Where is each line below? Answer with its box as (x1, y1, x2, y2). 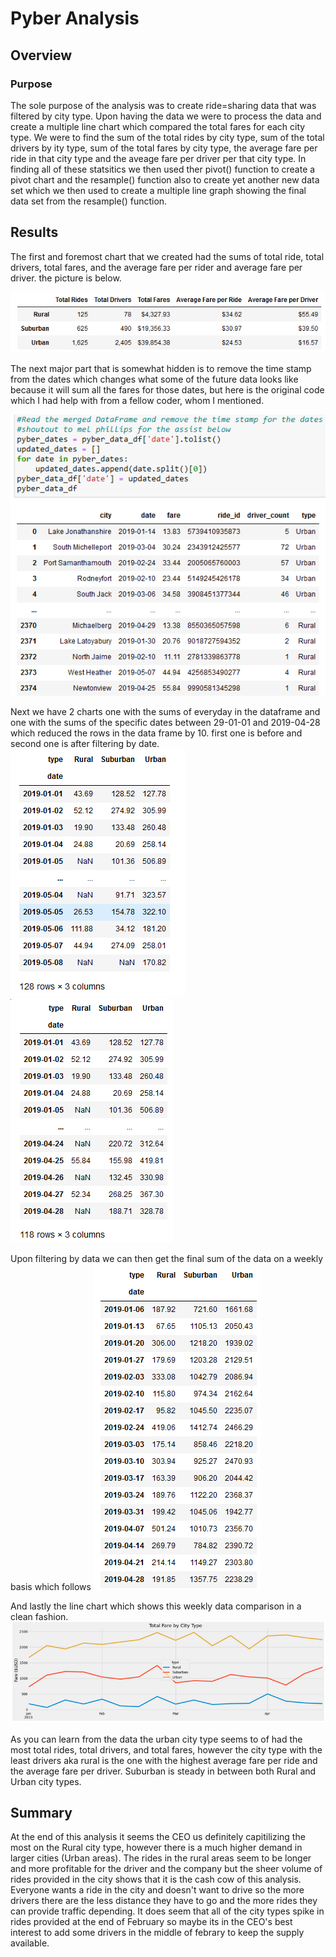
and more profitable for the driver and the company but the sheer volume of (10, 1863, 323, 1875)
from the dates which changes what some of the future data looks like (10, 373, 299, 385)
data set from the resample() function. (10, 195, 168, 207)
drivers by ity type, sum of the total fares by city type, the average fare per (10, 142, 318, 154)
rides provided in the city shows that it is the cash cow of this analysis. (10, 1873, 302, 1886)
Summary (10, 1804, 73, 1821)
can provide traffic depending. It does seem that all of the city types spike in (10, 1905, 325, 1917)
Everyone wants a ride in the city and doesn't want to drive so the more (10, 1884, 305, 1896)
